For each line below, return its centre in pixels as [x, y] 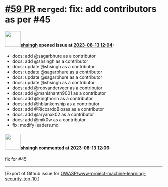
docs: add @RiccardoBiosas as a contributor [58, 109]
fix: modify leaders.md [35, 125]
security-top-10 [21, 179]
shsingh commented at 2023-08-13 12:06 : [66, 148]
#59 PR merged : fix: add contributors [81, 9]
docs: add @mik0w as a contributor [49, 120]
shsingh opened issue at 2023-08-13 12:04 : [67, 45]
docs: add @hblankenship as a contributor [56, 104]
